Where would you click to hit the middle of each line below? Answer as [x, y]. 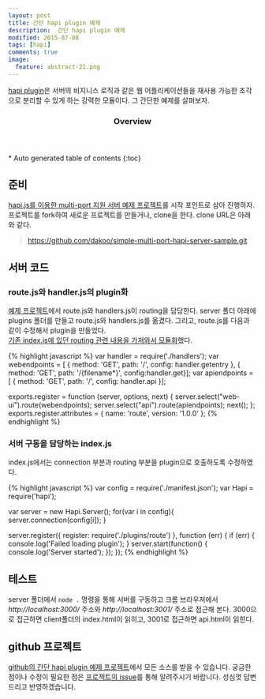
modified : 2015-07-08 [44, 38]
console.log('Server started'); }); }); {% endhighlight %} [98, 552]
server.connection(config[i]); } [57, 520]
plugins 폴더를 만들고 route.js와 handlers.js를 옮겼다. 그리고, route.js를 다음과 [129, 321]
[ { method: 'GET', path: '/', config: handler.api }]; [87, 381]
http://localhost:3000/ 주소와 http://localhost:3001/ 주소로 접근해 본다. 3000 [129, 610]
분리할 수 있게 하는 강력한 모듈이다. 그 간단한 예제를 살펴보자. [116, 100]
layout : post [30, 15]
